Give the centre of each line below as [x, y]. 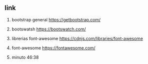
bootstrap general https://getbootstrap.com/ [56, 19]
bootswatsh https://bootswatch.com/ [49, 29]
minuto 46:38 [25, 57]
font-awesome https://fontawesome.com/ [54, 48]
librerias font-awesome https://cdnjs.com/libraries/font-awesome [77, 38]
